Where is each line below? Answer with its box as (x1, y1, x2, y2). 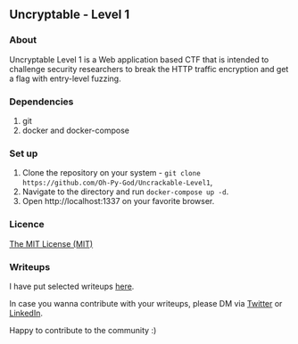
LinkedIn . (9, 307, 43, 318)
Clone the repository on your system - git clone (21, 168, 201, 178)
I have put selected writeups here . (9, 281, 135, 291)
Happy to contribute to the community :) (9, 324, 157, 335)
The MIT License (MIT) (9, 238, 94, 249)
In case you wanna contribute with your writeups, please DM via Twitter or (9, 298, 283, 308)
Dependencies (9, 95, 74, 108)
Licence (9, 218, 45, 231)
